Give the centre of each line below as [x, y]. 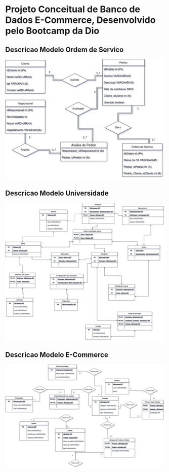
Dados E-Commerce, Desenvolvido [80, 20]
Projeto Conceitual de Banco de [73, 9]
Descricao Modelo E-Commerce [57, 355]
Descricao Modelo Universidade [57, 193]
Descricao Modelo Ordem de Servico [65, 49]
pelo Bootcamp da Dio [52, 31]
